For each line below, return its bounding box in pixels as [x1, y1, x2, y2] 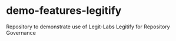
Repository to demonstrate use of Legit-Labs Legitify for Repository [6, 23, 170, 30]
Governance [6, 29, 36, 36]
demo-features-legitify [6, 4, 122, 17]
